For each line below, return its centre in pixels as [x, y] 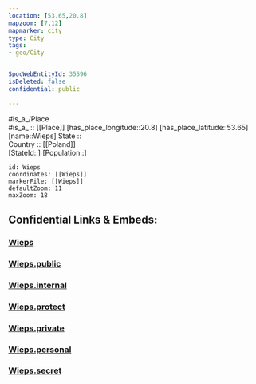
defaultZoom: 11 [35, 188]
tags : [17, 46]
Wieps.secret [35, 370]
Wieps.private [37, 328]
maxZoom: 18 [28, 195]
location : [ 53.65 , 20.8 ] [48, 16]
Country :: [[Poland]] [42, 144]
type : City [26, 38]
